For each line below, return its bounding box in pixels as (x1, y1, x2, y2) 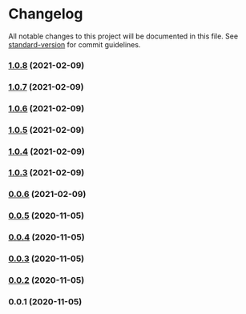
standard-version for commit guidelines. (8, 39, 141, 49)
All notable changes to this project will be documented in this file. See (8, 31, 239, 41)
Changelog (8, 5, 83, 23)
